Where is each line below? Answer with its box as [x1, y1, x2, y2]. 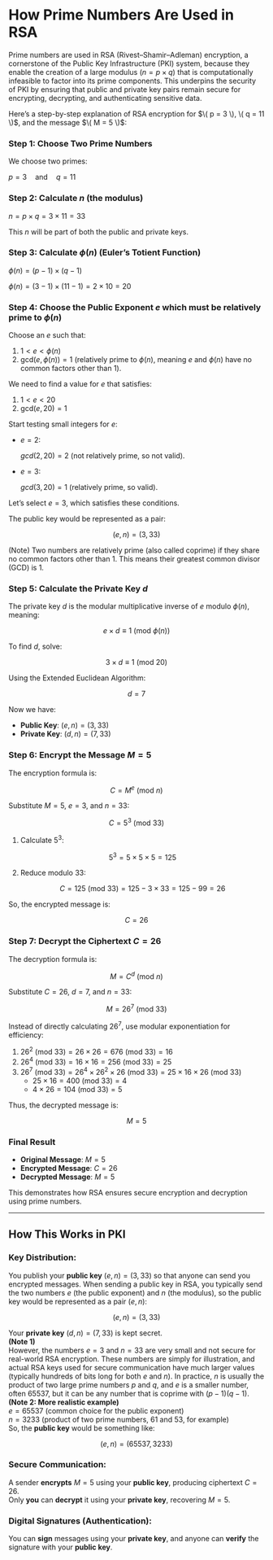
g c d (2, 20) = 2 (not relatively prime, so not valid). [19, 451, 185, 461]
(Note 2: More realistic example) [8, 1397, 119, 1407]
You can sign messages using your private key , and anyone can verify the [8, 1534, 259, 1544]
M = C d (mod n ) [109, 970, 164, 981]
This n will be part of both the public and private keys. [8, 226, 189, 237]
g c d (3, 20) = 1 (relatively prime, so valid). [19, 483, 158, 492]
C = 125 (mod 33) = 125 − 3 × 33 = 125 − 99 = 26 [59, 884, 226, 894]
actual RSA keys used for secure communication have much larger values [8, 1362, 255, 1372]
